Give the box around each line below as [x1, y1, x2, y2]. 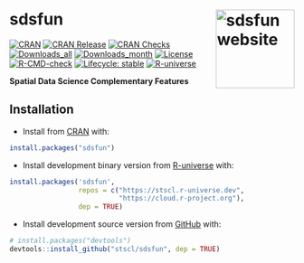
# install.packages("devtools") [9, 236, 131, 246]
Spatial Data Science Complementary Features [9, 75, 189, 86]
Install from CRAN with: [22, 126, 110, 136]
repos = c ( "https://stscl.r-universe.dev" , [78, 185, 245, 194]
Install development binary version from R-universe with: [22, 159, 234, 171]
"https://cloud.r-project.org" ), [119, 194, 245, 203]
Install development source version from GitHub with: [22, 219, 222, 230]
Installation [9, 102, 74, 117]
